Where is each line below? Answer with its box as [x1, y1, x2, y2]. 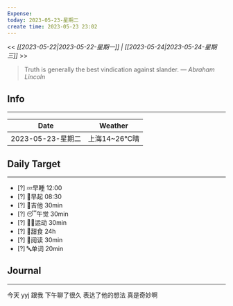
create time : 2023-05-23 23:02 [7, 23, 98, 30]
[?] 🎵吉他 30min [17, 201, 63, 209]
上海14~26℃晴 [87, 134, 140, 144]
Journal [7, 265, 42, 277]
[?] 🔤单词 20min [17, 244, 64, 253]
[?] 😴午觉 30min [17, 210, 69, 218]
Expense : [7, 10, 33, 17]
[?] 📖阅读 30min [17, 236, 63, 244]
